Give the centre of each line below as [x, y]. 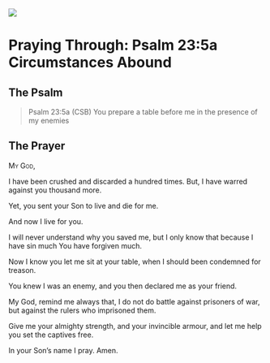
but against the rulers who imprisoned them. [82, 310]
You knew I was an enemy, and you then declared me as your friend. [123, 286]
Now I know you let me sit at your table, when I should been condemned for [135, 261]
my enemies [49, 121]
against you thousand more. [55, 190]
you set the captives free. [51, 335]
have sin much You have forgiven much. [75, 245]
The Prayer [37, 146]
